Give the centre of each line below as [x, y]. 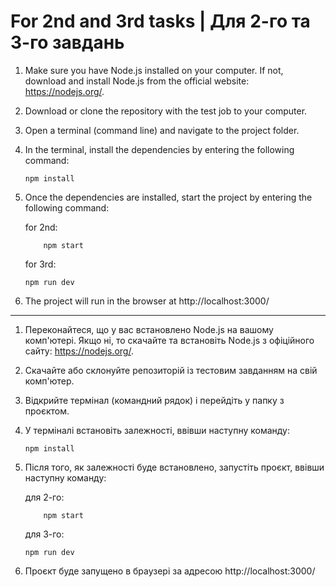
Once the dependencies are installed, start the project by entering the [168, 197]
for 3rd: [40, 264]
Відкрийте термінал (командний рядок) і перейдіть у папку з [154, 400]
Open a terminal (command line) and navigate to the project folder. [162, 130]
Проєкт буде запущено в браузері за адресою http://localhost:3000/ [170, 571]
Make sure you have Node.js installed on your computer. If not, [154, 70]
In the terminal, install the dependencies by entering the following [159, 149]
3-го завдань [67, 42]
